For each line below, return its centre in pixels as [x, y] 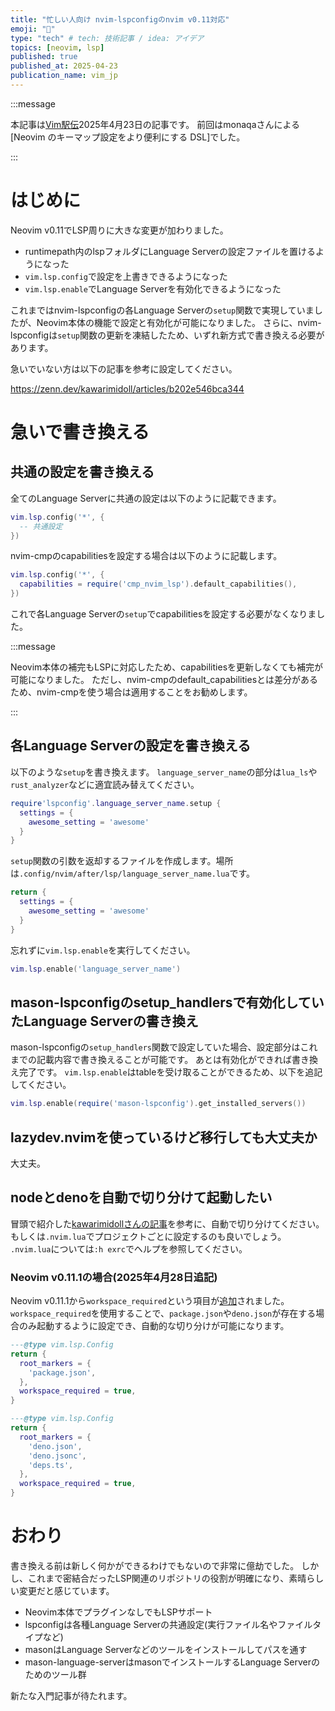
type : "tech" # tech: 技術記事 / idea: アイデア [107, 38]
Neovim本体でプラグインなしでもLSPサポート [118, 1612]
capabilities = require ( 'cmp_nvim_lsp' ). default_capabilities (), [158, 584]
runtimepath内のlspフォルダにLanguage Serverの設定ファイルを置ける [170, 251]
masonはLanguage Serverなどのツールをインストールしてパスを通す [166, 1650]
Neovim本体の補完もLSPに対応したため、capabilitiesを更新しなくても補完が [166, 667]
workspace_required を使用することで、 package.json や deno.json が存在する [163, 1313]
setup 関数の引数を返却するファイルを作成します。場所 [122, 861]
